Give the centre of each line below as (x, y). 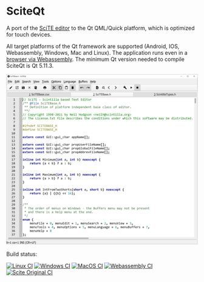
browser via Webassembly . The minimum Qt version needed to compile (96, 59)
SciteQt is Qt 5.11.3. (30, 66)
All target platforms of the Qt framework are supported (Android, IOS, (93, 46)
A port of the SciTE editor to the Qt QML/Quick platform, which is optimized (101, 28)
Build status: (22, 254)
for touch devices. (29, 34)
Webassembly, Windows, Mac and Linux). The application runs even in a (97, 52)
